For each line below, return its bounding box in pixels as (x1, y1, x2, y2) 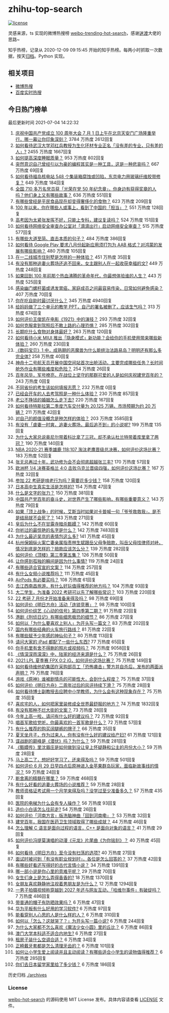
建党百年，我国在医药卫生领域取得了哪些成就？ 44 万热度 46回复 (15, 818, 148, 824)
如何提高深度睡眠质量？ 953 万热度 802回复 (15, 155, 105, 161)
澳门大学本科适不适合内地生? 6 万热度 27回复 (15, 930, 108, 936)
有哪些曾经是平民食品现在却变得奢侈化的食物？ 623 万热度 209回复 (15, 198, 153, 204)
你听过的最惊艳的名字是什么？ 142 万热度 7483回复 (15, 527, 119, 533)
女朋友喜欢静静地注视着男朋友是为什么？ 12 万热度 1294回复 (15, 880, 138, 886)
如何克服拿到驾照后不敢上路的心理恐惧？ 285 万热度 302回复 (15, 322, 140, 328)
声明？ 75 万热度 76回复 (15, 670, 64, 675)
